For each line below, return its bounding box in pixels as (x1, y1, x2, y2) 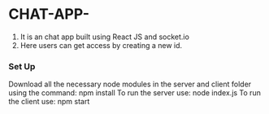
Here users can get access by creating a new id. (20, 40, 183, 50)
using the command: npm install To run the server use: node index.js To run (8, 88, 262, 98)
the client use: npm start (8, 97, 90, 107)
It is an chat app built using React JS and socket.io (20, 32, 189, 42)
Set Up (8, 60, 36, 72)
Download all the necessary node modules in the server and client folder (8, 79, 252, 90)
